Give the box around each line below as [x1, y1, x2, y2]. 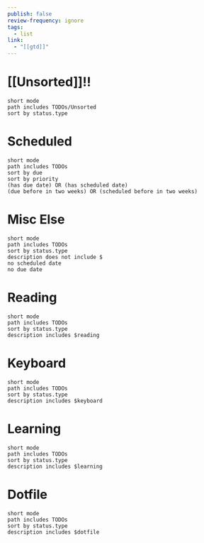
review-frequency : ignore [7, 17, 84, 24]
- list [13, 30, 33, 38]
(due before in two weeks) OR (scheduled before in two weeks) [7, 187, 198, 195]
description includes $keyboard [7, 397, 103, 405]
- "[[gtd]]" [13, 43, 50, 50]
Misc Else [7, 212, 65, 228]
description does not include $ [7, 253, 103, 260]
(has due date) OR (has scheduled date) [7, 182, 129, 189]
